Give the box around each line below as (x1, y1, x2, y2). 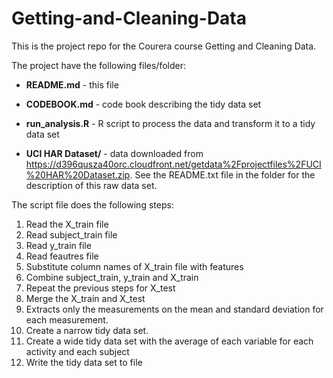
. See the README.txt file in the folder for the (129, 168, 316, 181)
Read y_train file (25, 239, 92, 251)
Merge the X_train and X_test (25, 292, 146, 304)
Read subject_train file (25, 228, 118, 241)
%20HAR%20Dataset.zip (25, 168, 131, 181)
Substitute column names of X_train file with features (25, 260, 244, 272)
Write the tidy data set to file (25, 356, 143, 368)
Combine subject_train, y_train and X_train (25, 271, 199, 283)
